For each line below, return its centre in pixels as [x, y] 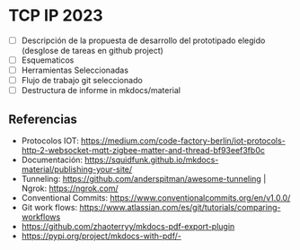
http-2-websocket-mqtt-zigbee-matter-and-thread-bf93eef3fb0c [143, 151]
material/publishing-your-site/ [77, 169]
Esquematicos [48, 60]
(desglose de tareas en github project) [92, 51]
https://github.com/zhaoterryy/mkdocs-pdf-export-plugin [128, 227]
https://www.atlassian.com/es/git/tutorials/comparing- [180, 208]
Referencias [43, 119]
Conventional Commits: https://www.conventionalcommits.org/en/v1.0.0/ [156, 198]
